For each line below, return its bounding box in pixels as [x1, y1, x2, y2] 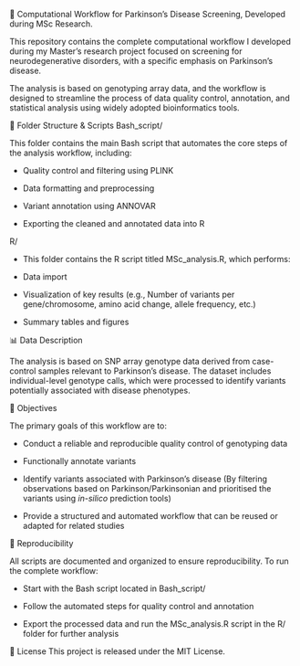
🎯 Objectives [9, 403, 57, 413]
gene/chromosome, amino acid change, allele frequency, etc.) [22, 299, 257, 310]
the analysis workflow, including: [9, 147, 132, 158]
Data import [22, 271, 67, 282]
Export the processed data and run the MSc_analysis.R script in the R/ [22, 618, 286, 629]
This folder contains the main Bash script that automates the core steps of [9, 138, 288, 148]
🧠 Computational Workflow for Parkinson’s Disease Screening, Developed [9, 9, 285, 19]
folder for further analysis [22, 629, 119, 639]
